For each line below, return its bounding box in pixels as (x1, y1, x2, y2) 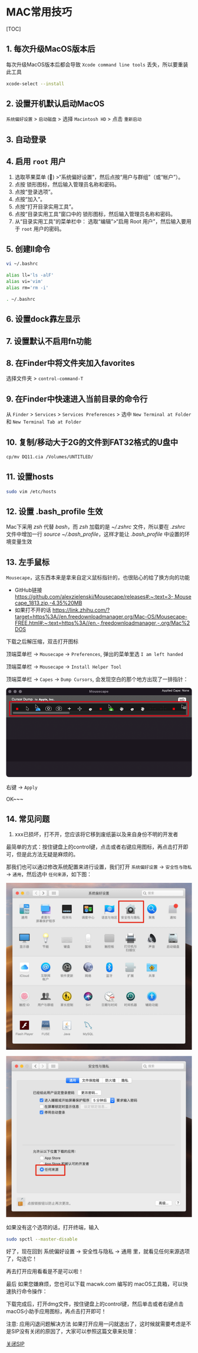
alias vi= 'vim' (6, 279, 44, 285)
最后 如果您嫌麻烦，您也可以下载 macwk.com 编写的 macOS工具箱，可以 (6, 1280, 183, 1288)
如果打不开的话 (14, 606, 51, 613)
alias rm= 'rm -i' (6, 285, 49, 291)
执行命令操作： (11, 1288, 48, 1295)
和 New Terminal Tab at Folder (6, 418, 82, 425)
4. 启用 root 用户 (6, 156, 66, 166)
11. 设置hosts (6, 472, 54, 482)
